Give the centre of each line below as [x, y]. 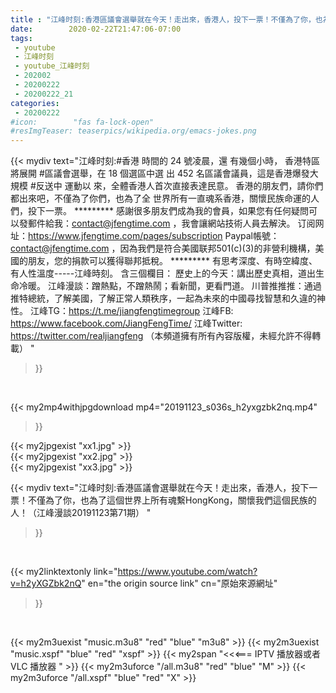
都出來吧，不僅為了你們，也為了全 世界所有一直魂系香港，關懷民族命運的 [160, 198]
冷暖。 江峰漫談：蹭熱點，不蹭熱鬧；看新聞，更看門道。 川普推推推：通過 [170, 286]
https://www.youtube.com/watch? [187, 572]
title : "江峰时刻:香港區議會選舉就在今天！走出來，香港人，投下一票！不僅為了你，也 [166, 19]
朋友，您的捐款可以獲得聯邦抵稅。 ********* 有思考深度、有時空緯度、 [172, 261]
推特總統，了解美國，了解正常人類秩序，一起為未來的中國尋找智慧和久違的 [163, 298]
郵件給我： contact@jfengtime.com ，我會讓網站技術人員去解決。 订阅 [171, 223]
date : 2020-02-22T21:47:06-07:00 [96, 29]
